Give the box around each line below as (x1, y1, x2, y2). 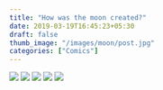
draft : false (9, 30, 59, 39)
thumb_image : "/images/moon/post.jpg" (9, 38, 155, 48)
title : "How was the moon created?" (9, 13, 147, 22)
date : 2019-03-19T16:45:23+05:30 (9, 22, 135, 31)
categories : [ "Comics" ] (9, 47, 99, 56)
